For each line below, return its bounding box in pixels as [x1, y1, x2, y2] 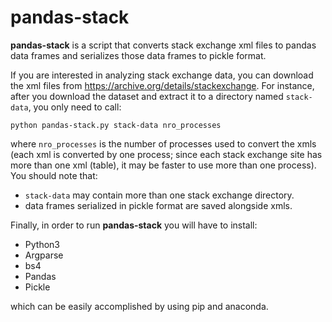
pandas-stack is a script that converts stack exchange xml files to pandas [10, 39, 317, 51]
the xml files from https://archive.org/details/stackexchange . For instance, [10, 79, 315, 91]
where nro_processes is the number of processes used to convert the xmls [10, 137, 317, 150]
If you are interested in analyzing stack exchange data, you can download [10, 69, 314, 81]
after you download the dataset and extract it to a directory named [10, 90, 284, 102]
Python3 [24, 238, 60, 250]
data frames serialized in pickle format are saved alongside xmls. [24, 199, 293, 211]
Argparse [24, 249, 64, 261]
